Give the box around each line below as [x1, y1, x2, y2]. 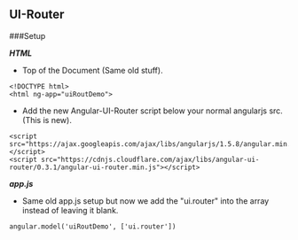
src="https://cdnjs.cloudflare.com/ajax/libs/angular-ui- [41, 155, 260, 164]
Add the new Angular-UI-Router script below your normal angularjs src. [21, 105, 284, 116]
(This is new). [21, 114, 73, 125]
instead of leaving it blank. [21, 205, 119, 215]
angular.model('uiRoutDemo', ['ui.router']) [9, 221, 176, 231]
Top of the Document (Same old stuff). [21, 65, 163, 75]
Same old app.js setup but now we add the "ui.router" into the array [21, 195, 270, 206]
